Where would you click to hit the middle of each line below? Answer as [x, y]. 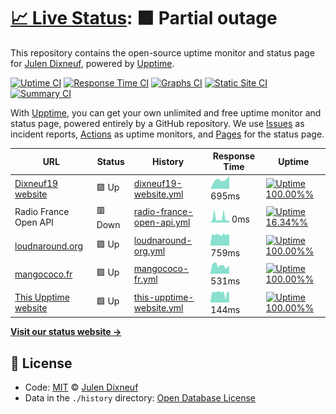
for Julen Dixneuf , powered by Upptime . [92, 63]
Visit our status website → [66, 332]
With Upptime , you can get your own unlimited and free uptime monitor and [166, 112]
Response [234, 156]
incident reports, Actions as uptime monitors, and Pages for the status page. [167, 134]
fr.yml [145, 279]
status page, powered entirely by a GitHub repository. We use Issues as [157, 123]
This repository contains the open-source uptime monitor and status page [162, 52]
